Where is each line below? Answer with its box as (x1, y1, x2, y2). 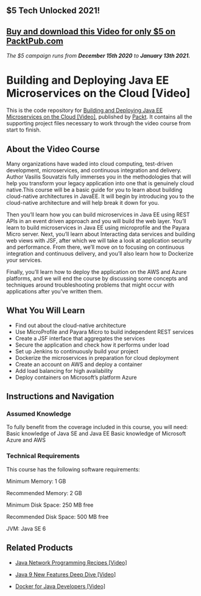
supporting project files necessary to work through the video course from (6, 120, 191, 127)
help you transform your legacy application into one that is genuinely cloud (6, 179, 194, 186)
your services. (6, 256, 43, 263)
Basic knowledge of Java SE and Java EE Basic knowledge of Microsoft (6, 430, 186, 437)
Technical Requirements (6, 452, 80, 460)
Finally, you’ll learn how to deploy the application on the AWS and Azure (6, 268, 187, 275)
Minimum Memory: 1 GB (6, 477, 66, 485)
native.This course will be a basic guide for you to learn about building (6, 186, 183, 193)
